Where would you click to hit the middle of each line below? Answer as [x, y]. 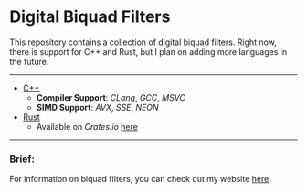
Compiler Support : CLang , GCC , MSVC [111, 97]
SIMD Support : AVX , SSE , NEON [97, 107]
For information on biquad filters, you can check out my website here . [140, 179]
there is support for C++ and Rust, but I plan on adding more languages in [148, 51]
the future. [29, 61]
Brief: [22, 159]
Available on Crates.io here [87, 126]
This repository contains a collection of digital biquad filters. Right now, [143, 42]
